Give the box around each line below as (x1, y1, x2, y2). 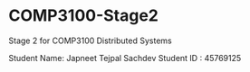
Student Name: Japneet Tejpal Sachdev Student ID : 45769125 (8, 52, 242, 63)
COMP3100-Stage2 (8, 5, 159, 26)
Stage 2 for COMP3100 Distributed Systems (8, 35, 173, 46)
